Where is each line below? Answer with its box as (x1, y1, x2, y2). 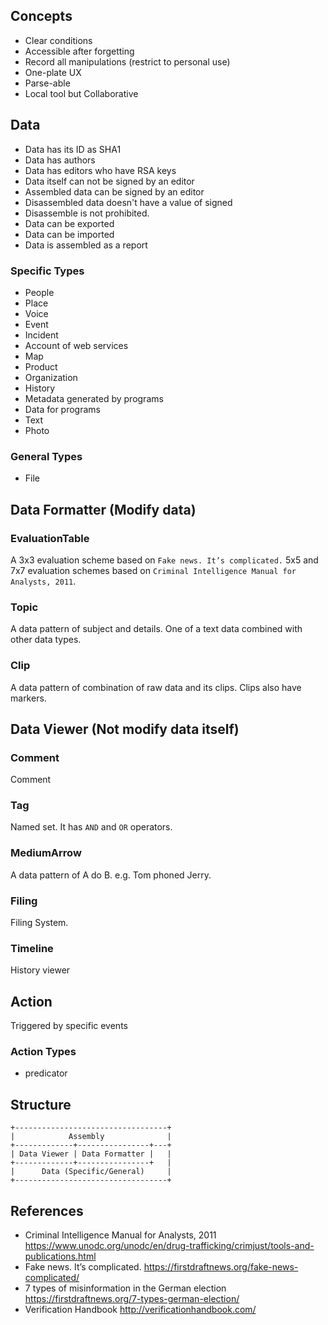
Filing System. (10, 917, 69, 929)
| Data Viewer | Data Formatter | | (10, 1149, 172, 1159)
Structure (10, 1096, 72, 1113)
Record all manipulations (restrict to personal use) (24, 55, 231, 68)
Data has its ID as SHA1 (24, 143, 122, 155)
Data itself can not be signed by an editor (24, 175, 195, 187)
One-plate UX (24, 66, 82, 78)
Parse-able (24, 77, 71, 89)
